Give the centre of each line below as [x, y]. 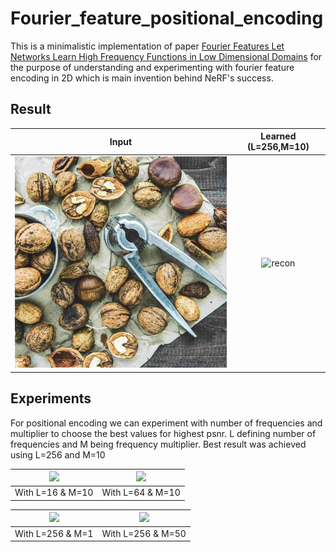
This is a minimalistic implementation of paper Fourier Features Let [147, 46]
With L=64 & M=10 [141, 493]
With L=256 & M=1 [54, 533]
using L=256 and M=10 [58, 454]
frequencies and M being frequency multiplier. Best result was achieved [158, 444]
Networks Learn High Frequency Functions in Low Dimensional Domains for [166, 56]
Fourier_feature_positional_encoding [167, 18]
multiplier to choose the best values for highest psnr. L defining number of [163, 433]
